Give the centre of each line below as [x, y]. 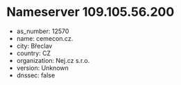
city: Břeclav [34, 46]
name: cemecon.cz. [45, 38]
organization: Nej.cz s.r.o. [53, 60]
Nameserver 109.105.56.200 [90, 12]
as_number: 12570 [43, 31]
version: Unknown [42, 68]
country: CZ [34, 53]
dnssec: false [36, 75]
